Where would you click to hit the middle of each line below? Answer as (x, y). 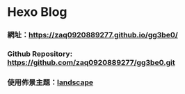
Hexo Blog (37, 12)
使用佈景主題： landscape (50, 82)
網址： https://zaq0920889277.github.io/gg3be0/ (93, 35)
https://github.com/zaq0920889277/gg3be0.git (91, 63)
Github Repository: (40, 54)
